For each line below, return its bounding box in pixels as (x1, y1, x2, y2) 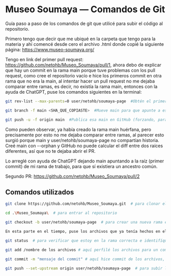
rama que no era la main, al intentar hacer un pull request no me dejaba (5, 78, 155, 84)
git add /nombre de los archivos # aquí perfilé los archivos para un (5, 247, 158, 253)
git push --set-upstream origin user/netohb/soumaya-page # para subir (5, 266, 163, 271)
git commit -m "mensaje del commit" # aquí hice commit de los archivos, (5, 256, 165, 262)
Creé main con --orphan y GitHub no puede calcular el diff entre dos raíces (5, 143, 163, 149)
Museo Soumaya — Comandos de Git (5, 4, 165, 15)
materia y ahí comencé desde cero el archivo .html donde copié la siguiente (5, 41, 164, 47)
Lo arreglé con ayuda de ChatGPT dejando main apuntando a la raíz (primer (5, 158, 164, 164)
